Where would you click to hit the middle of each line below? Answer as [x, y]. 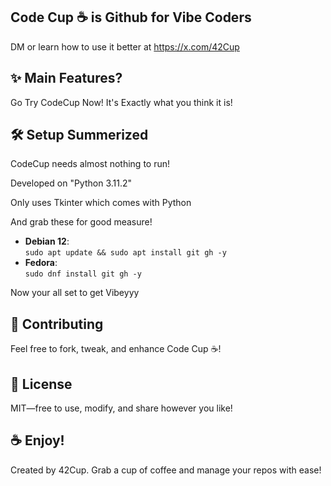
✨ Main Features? [66, 78]
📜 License [41, 384]
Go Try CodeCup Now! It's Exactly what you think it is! [121, 102]
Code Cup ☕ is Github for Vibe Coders [131, 17]
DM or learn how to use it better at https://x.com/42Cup [125, 46]
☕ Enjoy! [37, 440]
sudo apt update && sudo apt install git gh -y [125, 253]
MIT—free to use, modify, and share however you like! [121, 408]
